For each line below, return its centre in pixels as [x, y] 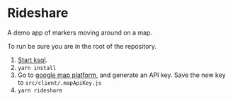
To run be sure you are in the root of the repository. [82, 46]
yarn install [37, 68]
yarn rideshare [40, 90]
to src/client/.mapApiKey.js [59, 82]
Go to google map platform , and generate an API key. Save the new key [121, 75]
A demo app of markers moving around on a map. [80, 32]
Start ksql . [33, 60]
